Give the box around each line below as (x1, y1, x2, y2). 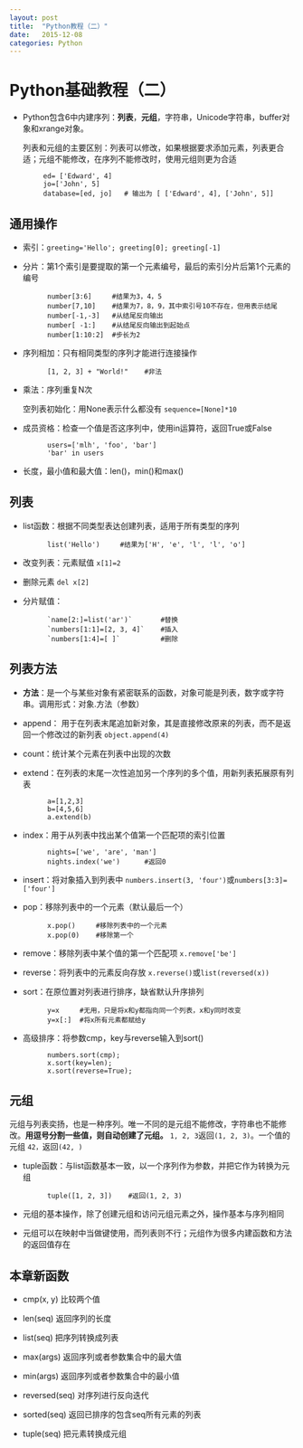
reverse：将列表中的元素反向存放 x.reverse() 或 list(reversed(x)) (22, 967, 270, 978)
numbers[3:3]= (234, 875, 288, 885)
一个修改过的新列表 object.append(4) (30, 729, 170, 740)
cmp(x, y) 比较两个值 (22, 1294, 101, 1305)
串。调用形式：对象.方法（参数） (22, 698, 145, 709)
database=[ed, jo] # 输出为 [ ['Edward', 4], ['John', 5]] (43, 189, 274, 199)
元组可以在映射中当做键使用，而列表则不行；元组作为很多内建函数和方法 (22, 1227, 292, 1239)
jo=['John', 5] (43, 180, 100, 189)
